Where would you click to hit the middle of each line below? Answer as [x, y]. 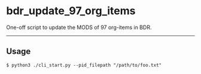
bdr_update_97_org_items [71, 11]
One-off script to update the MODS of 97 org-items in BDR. [79, 27]
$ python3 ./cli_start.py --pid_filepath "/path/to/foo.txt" [84, 65]
